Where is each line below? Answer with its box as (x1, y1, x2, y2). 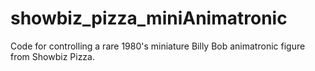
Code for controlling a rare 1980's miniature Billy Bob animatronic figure (10, 40, 306, 52)
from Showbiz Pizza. (10, 50, 95, 62)
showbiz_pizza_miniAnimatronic (10, 7, 288, 30)
